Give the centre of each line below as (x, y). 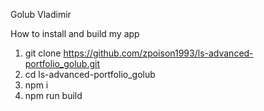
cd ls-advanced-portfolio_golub (90, 74)
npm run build (53, 95)
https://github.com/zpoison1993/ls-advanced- (158, 53)
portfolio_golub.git (62, 63)
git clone (43, 53)
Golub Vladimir (41, 14)
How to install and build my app (75, 33)
